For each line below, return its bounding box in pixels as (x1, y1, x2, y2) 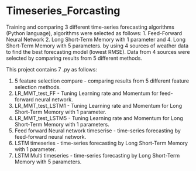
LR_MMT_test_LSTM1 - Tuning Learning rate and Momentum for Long (14, 102, 183, 109)
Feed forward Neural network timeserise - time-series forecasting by (14, 127, 181, 134)
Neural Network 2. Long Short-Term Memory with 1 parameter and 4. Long (6, 36, 186, 43)
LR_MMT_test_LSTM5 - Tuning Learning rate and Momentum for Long (14, 114, 183, 121)
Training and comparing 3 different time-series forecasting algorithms (6, 23, 174, 30)
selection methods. (14, 83, 61, 90)
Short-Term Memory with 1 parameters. (14, 121, 109, 128)
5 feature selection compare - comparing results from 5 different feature (14, 77, 190, 84)
